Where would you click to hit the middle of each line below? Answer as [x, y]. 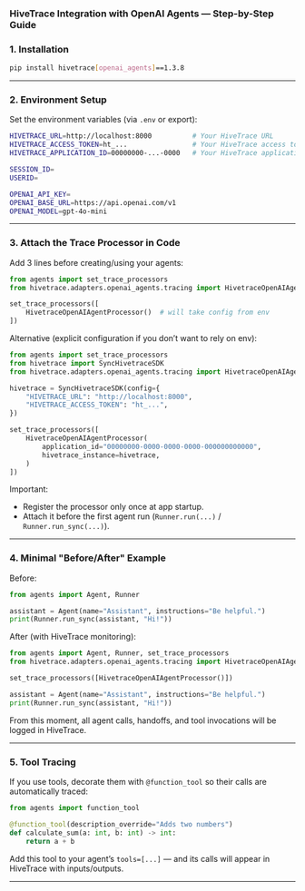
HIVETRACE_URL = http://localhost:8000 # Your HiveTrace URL [142, 136]
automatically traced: [49, 791]
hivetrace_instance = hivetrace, [101, 455]
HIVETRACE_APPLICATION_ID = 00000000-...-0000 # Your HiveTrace [133, 153]
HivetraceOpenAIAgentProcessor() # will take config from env [148, 313]
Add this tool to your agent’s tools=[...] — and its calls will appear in [140, 858]
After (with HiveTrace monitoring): [73, 637]
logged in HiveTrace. [48, 729]
